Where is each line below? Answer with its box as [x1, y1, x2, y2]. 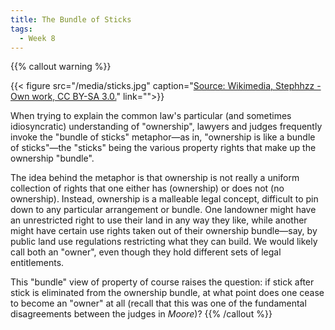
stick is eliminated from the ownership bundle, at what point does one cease [10, 287, 325, 299]
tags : [10, 24, 33, 34]
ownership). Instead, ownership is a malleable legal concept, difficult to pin [10, 193, 319, 205]
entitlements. [10, 257, 65, 269]
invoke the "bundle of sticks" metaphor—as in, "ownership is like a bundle [10, 131, 316, 143]
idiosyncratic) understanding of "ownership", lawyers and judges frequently [10, 121, 323, 133]
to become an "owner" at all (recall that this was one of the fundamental [10, 297, 307, 310]
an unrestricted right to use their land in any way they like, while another [10, 214, 308, 226]
